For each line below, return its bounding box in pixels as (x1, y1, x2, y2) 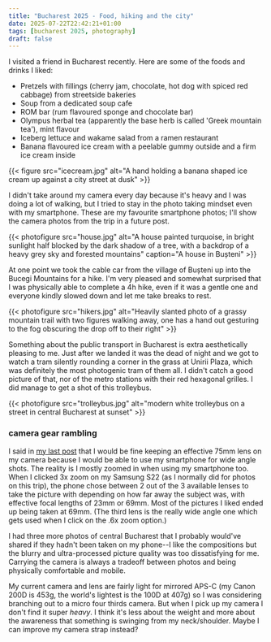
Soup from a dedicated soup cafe (19, 98, 132, 108)
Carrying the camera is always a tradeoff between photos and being (8, 557, 237, 566)
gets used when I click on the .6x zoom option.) (8, 515, 167, 525)
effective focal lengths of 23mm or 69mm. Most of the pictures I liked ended (8, 497, 264, 508)
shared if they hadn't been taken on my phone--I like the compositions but (8, 540, 257, 549)
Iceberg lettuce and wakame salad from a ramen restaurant (19, 133, 219, 143)
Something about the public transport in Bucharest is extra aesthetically (8, 340, 248, 349)
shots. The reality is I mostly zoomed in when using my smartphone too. (8, 463, 249, 473)
